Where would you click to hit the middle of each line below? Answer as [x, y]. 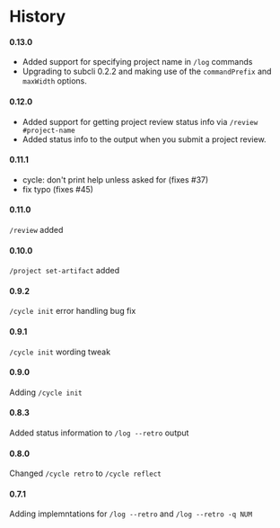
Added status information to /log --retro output [99, 433]
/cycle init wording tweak [60, 352]
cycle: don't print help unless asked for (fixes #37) [115, 179]
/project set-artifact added [65, 271]
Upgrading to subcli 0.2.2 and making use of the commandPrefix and [147, 72]
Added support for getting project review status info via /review [140, 121]
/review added [36, 230]
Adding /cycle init [46, 392]
